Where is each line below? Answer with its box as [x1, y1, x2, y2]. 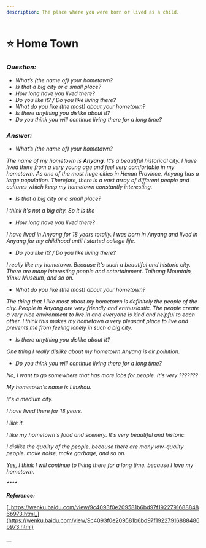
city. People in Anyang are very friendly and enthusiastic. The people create [6, 305, 199, 312]
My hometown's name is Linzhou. [6, 383, 92, 391]
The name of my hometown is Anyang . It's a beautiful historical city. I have [6, 157, 197, 165]
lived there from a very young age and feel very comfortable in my [6, 163, 175, 171]
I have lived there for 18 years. [6, 407, 83, 415]
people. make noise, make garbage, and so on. [6, 450, 126, 457]
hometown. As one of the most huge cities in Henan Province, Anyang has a [6, 170, 199, 178]
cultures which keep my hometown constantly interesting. [6, 183, 153, 190]
